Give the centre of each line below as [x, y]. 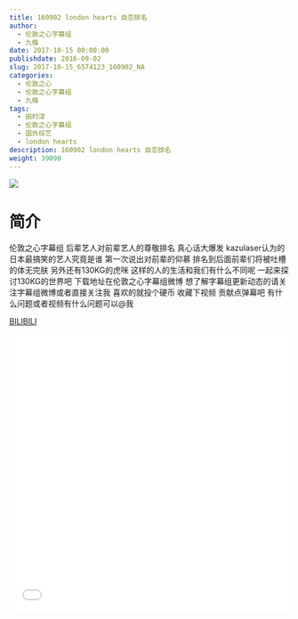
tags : [19, 109]
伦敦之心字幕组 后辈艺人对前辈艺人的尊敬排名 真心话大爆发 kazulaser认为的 [147, 248]
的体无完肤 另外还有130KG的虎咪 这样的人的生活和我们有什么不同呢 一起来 [145, 270]
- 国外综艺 [35, 134]
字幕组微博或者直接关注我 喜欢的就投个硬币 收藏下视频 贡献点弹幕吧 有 [146, 293]
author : [24, 26]
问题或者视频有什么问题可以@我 [75, 304]
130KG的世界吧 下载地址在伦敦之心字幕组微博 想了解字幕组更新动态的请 [148, 281]
